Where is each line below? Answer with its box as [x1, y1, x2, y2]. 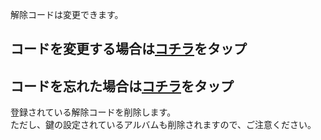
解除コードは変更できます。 [10, 9, 124, 20]
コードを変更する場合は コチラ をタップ [10, 41, 247, 58]
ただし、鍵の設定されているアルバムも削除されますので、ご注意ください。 [10, 119, 317, 131]
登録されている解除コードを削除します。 [10, 106, 177, 118]
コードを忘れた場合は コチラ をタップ [10, 78, 234, 95]
